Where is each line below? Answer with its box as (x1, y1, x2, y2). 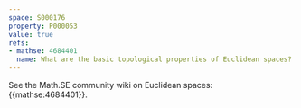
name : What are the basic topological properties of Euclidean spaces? (16, 55, 293, 64)
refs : (8, 38, 29, 48)
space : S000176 (8, 13, 66, 22)
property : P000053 (8, 22, 78, 31)
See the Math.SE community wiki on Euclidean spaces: (8, 80, 213, 90)
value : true (8, 30, 53, 39)
